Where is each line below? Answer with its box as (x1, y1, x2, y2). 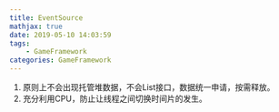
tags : (9, 38, 30, 48)
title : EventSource (9, 13, 84, 23)
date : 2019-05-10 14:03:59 (9, 30, 112, 39)
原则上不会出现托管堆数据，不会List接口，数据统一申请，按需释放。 (22, 82, 275, 92)
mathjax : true (9, 22, 64, 31)
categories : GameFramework (9, 56, 112, 65)
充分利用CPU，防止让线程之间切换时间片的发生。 (22, 93, 207, 104)
